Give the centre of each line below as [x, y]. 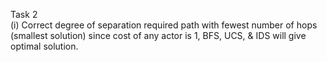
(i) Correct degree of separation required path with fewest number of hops [164, 25]
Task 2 [24, 14]
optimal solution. [44, 46]
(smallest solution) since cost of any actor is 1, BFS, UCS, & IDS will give [158, 35]
